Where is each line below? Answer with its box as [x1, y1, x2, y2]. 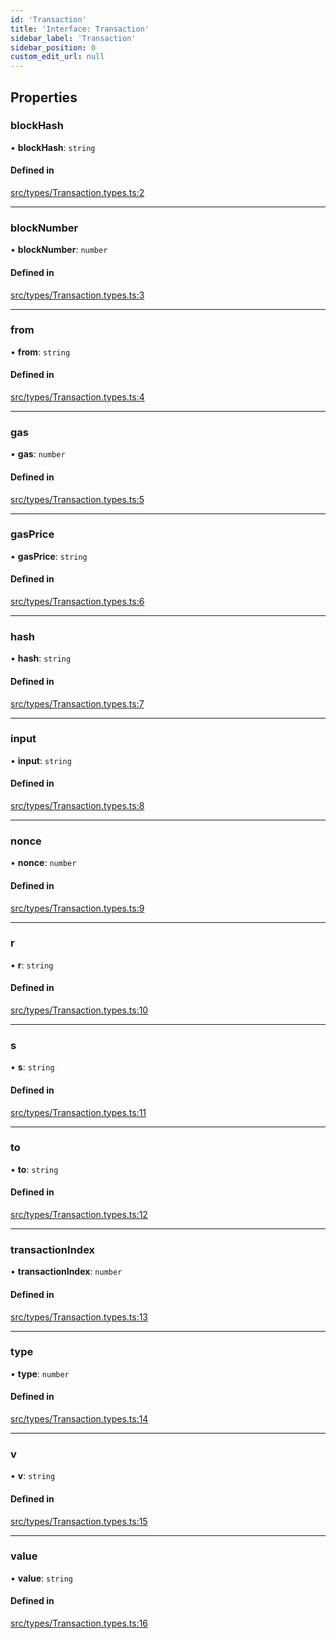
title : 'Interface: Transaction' [10, 24, 150, 34]
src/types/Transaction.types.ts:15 [10, 1515, 148, 1527]
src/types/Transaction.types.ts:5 [10, 493, 145, 505]
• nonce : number [10, 857, 77, 869]
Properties [10, 89, 78, 106]
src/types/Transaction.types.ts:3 [10, 289, 145, 301]
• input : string [10, 754, 72, 766]
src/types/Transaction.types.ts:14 [10, 1413, 149, 1425]
